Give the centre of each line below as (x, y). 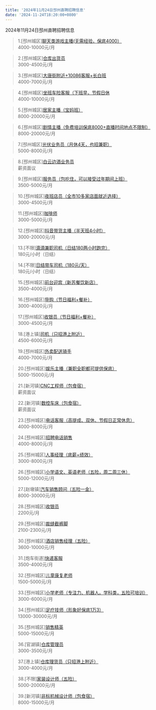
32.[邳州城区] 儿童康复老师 (45, 575)
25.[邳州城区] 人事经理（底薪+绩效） (55, 455)
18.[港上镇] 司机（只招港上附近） (51, 334)
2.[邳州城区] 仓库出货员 (41, 58)
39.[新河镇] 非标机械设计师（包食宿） (56, 696)
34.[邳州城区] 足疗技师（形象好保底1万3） (61, 610)
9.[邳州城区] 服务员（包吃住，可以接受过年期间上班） (73, 179)
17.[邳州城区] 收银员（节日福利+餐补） (57, 317)
